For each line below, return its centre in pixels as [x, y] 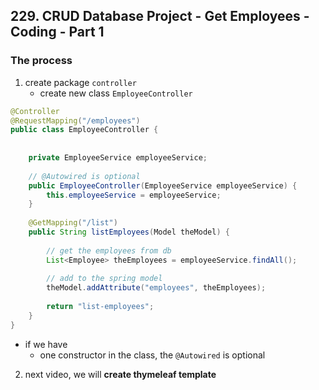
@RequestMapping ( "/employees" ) [75, 120]
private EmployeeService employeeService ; [118, 158]
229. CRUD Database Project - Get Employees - [160, 16]
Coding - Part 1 [57, 32]
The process [41, 61]
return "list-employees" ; [100, 307]
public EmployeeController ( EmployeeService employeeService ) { [163, 185]
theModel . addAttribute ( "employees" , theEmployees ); [156, 288]
